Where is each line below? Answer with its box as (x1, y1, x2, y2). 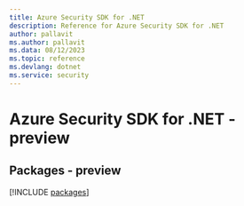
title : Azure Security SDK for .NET (9, 12, 145, 22)
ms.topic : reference (9, 54, 86, 63)
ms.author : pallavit (9, 37, 86, 47)
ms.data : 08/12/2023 (9, 46, 86, 55)
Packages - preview (9, 163, 122, 178)
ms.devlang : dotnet (9, 63, 82, 72)
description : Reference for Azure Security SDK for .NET (9, 21, 224, 30)
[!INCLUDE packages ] (9, 186, 90, 197)
